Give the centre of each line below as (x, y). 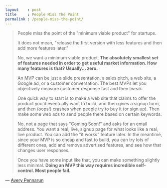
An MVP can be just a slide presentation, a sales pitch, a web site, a (87, 78)
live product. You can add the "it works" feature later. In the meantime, (90, 135)
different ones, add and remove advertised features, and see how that (89, 145)
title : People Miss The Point (42, 14)
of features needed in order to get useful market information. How (87, 63)
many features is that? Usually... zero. (58, 68)
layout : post (23, 10)
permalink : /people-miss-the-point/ (44, 19)
